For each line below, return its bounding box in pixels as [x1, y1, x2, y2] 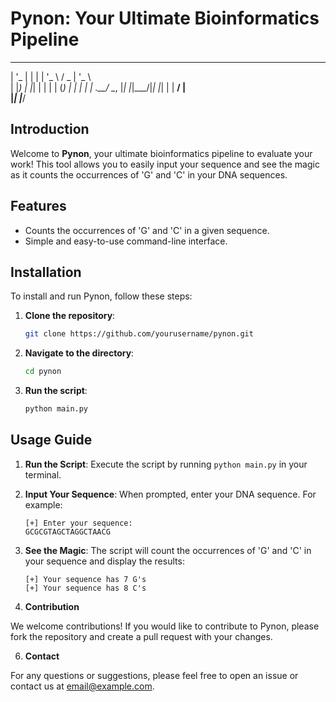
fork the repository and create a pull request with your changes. [10, 630, 273, 642]
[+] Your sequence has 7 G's [24, 574, 147, 584]
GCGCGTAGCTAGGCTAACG [24, 527, 111, 537]
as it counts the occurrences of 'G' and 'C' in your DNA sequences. [10, 168, 288, 181]
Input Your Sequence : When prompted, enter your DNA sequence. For [24, 488, 317, 500]
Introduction [10, 121, 90, 138]
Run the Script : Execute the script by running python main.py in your [24, 458, 308, 470]
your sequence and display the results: [24, 555, 185, 567]
